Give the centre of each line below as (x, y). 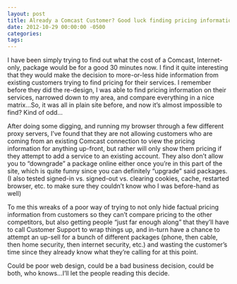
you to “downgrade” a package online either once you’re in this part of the (115, 163)
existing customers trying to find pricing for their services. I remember (109, 82)
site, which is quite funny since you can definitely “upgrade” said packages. (117, 171)
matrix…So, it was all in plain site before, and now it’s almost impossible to (115, 105)
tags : (15, 40)
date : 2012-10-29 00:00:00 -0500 (56, 27)
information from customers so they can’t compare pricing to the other (110, 215)
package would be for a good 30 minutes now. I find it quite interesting (126, 68)
